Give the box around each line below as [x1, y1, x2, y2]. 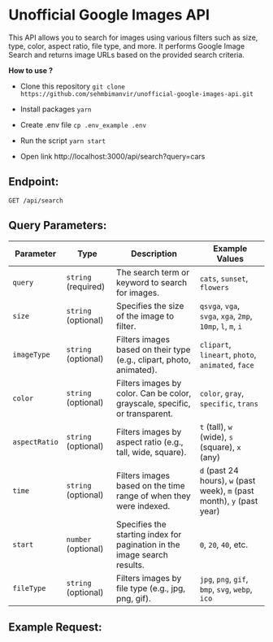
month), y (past [199, 495, 258, 506]
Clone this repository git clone [19, 81, 126, 91]
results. [116, 559, 145, 570]
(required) [66, 280, 106, 292]
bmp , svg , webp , [199, 583, 253, 595]
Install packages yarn [19, 104, 92, 114]
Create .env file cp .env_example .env [19, 119, 147, 129]
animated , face [199, 359, 254, 371]
